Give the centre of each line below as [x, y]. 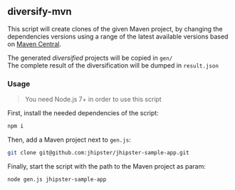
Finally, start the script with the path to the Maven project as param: [107, 166]
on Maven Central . [35, 44]
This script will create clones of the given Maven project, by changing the [115, 28]
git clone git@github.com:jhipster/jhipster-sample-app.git [99, 152]
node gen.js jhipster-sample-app [57, 179]
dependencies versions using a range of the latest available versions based [118, 36]
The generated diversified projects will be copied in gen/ [90, 58]
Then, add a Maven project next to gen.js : [69, 139]
